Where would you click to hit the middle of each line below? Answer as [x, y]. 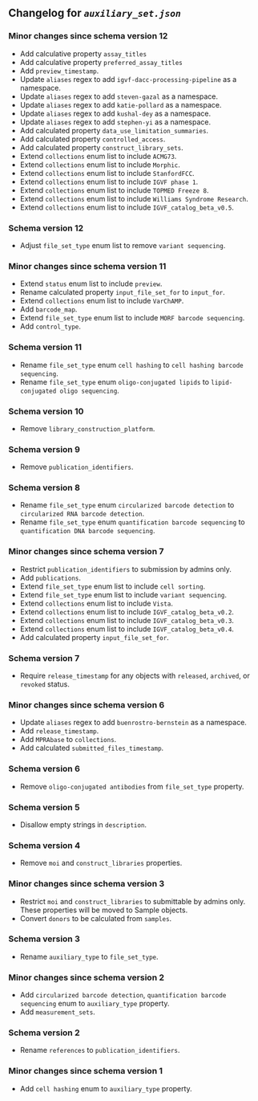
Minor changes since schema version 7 [86, 552]
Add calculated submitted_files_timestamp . [92, 748]
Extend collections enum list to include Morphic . [100, 165]
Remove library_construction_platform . [87, 428]
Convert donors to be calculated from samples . [96, 918]
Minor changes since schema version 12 [88, 36]
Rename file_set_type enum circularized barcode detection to [127, 505]
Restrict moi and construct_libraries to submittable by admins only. [133, 901]
